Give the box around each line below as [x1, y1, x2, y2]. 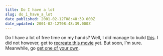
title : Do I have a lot [5, 7, 55, 12]
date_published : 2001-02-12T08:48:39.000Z [5, 16, 95, 21]
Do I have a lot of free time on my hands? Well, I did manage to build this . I [5, 35, 158, 41]
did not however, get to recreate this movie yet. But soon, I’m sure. [5, 40, 142, 46]
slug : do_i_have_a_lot [5, 12, 53, 17]
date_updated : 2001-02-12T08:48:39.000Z [5, 21, 91, 26]
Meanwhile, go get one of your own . [5, 45, 80, 51]
